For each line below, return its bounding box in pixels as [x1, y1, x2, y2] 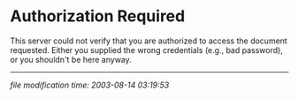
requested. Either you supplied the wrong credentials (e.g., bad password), [10, 44, 284, 55]
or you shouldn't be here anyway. [10, 54, 132, 65]
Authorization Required [10, 6, 186, 27]
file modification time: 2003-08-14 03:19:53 [10, 80, 170, 90]
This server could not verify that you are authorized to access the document [10, 35, 288, 46]
